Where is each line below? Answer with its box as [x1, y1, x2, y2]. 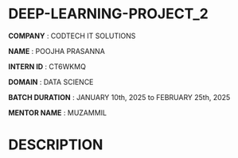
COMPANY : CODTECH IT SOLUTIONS [8, 31, 136, 40]
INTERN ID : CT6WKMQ [8, 61, 86, 71]
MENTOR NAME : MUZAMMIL [8, 108, 107, 118]
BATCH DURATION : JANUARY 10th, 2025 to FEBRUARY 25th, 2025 [8, 92, 231, 102]
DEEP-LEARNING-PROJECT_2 [8, 5, 209, 23]
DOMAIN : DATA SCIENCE [8, 77, 94, 87]
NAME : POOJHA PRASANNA [8, 46, 105, 56]
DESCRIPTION [8, 136, 103, 154]
